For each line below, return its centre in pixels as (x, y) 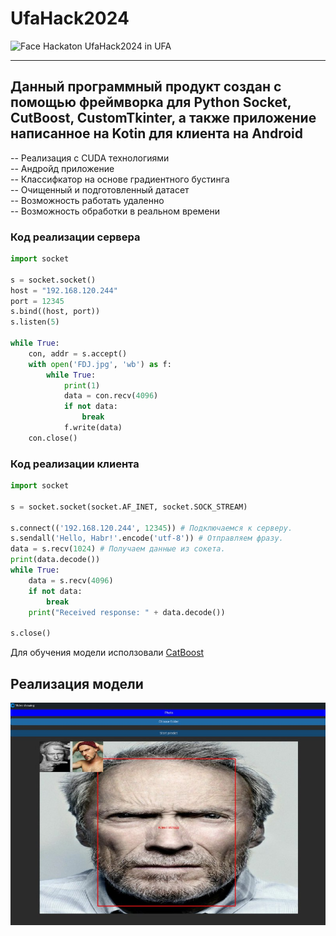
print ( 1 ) (82, 385)
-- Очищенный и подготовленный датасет (100, 189)
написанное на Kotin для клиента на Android (157, 133)
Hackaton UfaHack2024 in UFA (107, 46)
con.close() (53, 438)
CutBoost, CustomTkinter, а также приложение (163, 118)
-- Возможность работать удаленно (87, 200)
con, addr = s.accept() (78, 353)
